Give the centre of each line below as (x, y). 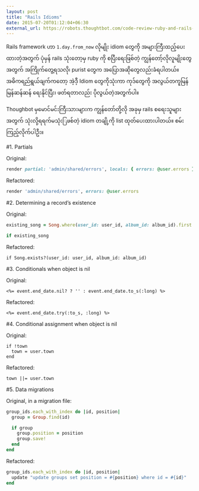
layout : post (22, 12)
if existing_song (28, 235)
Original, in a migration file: (39, 400)
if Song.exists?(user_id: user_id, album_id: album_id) (76, 258)
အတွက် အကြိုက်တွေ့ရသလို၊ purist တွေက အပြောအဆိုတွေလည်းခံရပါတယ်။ (93, 70)
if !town (17, 346)
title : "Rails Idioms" (34, 17)
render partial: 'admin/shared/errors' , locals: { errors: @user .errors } (100, 169)
